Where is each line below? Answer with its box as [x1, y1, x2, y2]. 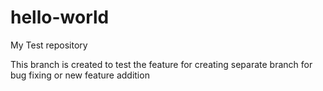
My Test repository [10, 39, 88, 51]
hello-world [10, 6, 110, 29]
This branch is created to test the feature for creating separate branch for [10, 58, 313, 70]
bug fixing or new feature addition [10, 69, 150, 81]
